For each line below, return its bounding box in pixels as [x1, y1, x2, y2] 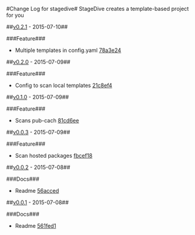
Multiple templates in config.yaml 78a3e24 [14, 47, 122, 54]
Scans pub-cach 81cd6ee [14, 117, 80, 124]
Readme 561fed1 [14, 222, 56, 229]
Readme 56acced [14, 187, 59, 194]
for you [6, 11, 24, 19]
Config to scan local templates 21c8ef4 [14, 82, 113, 89]
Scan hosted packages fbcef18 [14, 152, 92, 159]
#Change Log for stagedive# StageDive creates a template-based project [6, 5, 189, 12]
